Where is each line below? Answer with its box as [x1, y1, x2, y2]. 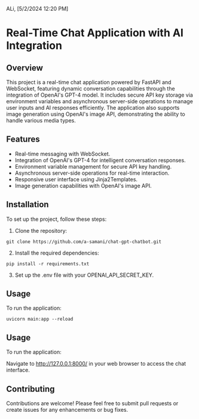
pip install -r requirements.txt [6, 261, 90, 267]
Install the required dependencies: [14, 249, 100, 256]
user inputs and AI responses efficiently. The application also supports [6, 104, 180, 111]
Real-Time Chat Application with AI [6, 26, 184, 40]
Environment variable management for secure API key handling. [14, 163, 172, 170]
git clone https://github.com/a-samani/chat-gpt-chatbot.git [6, 238, 162, 245]
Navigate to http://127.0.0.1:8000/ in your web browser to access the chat [6, 360, 186, 367]
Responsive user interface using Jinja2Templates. [14, 175, 138, 182]
